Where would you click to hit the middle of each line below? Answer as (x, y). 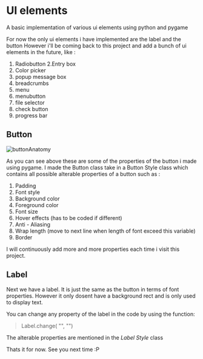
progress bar (31, 115)
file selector (30, 102)
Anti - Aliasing (32, 224)
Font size (26, 211)
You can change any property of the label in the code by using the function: (101, 314)
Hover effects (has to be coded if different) (68, 218)
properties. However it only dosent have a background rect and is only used (101, 296)
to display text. (25, 302)
